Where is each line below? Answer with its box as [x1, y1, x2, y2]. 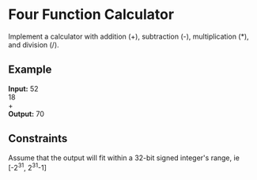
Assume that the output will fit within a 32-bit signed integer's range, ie [8, 152, 240, 163]
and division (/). [8, 39, 59, 49]
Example [8, 63, 52, 77]
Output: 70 [8, 109, 45, 118]
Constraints [8, 132, 68, 145]
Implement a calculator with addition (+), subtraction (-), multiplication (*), [8, 32, 249, 41]
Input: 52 [8, 84, 39, 93]
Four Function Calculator [8, 6, 175, 24]
